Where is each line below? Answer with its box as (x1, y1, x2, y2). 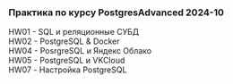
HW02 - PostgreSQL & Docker (8, 36, 120, 46)
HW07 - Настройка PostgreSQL (8, 64, 127, 75)
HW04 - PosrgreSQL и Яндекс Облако (8, 46, 152, 56)
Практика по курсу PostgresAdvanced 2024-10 (8, 6, 225, 19)
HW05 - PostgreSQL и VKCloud (8, 55, 125, 66)
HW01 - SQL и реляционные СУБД (8, 27, 140, 38)
